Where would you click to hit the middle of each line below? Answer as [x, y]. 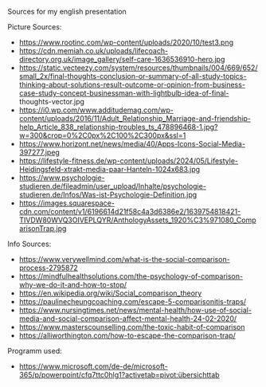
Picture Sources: [35, 27]
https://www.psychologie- [62, 178]
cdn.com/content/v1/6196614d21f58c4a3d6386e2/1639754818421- [130, 211]
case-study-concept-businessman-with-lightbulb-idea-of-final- [124, 93]
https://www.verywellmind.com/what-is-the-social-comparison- [124, 259]
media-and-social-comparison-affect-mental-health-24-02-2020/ [128, 319]
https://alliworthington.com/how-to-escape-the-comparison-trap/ [127, 335]
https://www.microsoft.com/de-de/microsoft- [93, 366]
